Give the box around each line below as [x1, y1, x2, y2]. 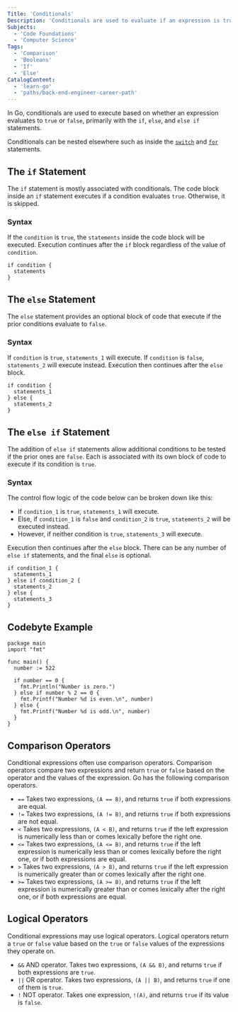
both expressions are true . [17, 967, 96, 977]
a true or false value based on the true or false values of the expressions [7, 939, 225, 948]
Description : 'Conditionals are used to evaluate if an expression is [7, 17, 220, 24]
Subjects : [7, 23, 37, 30]
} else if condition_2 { [7, 577, 81, 585]
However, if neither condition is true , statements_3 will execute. [17, 530, 203, 539]
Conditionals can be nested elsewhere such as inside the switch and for [7, 137, 218, 146]
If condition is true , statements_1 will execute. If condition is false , [7, 353, 205, 362]
